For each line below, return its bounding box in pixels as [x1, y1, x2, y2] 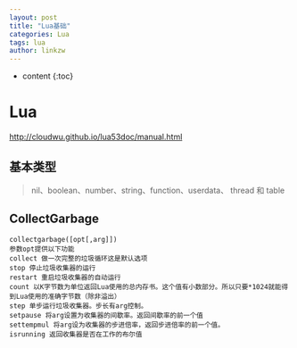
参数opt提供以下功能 [9, 244, 75, 253]
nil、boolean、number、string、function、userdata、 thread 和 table [30, 185, 285, 195]
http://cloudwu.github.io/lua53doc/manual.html [9, 131, 183, 143]
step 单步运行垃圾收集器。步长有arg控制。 [9, 301, 148, 311]
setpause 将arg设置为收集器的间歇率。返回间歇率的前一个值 [9, 311, 203, 319]
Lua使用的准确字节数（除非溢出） [15, 292, 121, 301]
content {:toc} [21, 70, 74, 81]
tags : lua [9, 37, 46, 47]
